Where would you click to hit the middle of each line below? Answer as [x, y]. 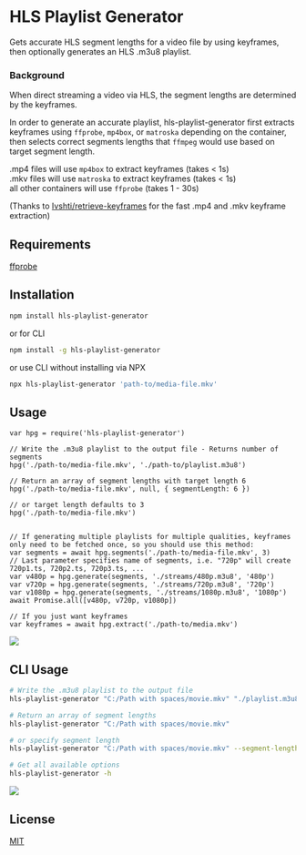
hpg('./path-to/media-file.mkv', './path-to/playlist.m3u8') [128, 465]
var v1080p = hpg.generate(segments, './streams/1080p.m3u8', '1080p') [148, 593]
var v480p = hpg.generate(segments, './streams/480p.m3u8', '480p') [142, 577]
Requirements [50, 244]
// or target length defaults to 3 [77, 505]
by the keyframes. [43, 105]
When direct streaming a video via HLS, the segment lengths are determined [153, 95]
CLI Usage [39, 670]
